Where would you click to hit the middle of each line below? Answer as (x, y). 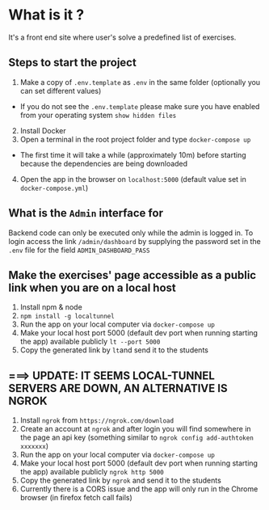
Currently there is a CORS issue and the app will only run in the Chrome (139, 489)
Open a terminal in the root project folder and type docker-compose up (135, 139)
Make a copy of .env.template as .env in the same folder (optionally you (140, 82)
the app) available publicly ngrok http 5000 (92, 472)
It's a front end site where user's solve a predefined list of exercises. (122, 37)
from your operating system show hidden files (98, 115)
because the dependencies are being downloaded (104, 163)
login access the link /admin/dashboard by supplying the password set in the (134, 241)
